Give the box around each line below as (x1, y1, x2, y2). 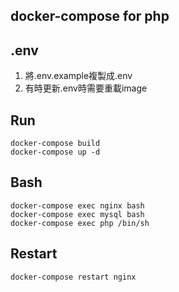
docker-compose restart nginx (10, 272, 137, 282)
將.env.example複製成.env (24, 70, 133, 82)
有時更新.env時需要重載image (24, 82, 148, 94)
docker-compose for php (10, 8, 170, 25)
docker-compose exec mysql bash (10, 209, 145, 219)
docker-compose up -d (10, 147, 101, 158)
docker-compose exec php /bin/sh (10, 218, 150, 228)
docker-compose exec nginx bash (10, 200, 145, 211)
